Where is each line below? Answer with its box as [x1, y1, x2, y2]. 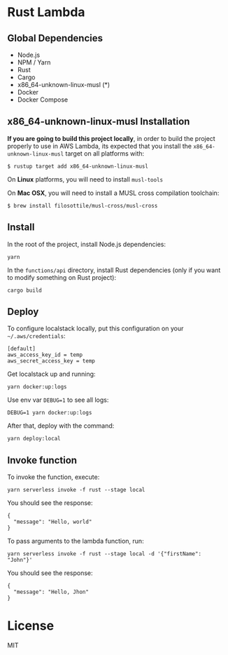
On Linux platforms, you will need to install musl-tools [7, 175, 163, 183]
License [7, 618, 55, 634]
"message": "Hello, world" [13, 518, 92, 526]
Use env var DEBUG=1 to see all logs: [7, 396, 109, 404]
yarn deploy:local [7, 435, 61, 443]
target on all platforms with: [65, 149, 145, 158]
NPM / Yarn [17, 58, 51, 67]
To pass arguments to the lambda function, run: [7, 537, 145, 546]
